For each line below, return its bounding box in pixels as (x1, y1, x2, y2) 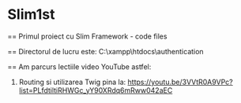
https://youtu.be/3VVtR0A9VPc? (127, 77, 234, 86)
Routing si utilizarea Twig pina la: (18, 77, 126, 86)
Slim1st (7, 6, 55, 24)
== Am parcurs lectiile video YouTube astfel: (7, 61, 152, 72)
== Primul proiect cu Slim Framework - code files (7, 31, 168, 41)
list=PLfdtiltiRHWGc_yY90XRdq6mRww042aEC (18, 85, 173, 95)
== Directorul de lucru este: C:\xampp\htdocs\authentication (7, 46, 204, 56)
